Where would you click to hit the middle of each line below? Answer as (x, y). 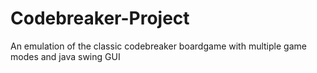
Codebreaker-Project (100, 18)
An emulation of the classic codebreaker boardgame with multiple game (158, 46)
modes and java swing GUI (65, 56)
